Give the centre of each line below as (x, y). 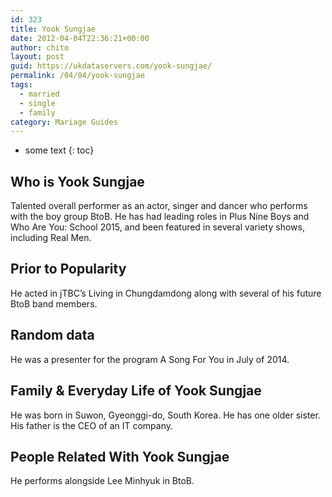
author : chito (40, 47)
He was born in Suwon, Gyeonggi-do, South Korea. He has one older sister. (165, 415)
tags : (21, 85)
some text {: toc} (59, 150)
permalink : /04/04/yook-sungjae (77, 76)
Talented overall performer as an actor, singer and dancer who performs (159, 206)
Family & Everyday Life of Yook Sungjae (136, 391)
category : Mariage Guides (64, 122)
